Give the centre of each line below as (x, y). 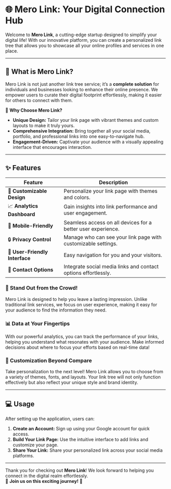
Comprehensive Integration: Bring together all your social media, (81, 131)
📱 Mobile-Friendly (31, 225)
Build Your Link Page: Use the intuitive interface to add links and (80, 440)
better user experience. (91, 229)
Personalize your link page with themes (110, 191)
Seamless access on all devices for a (108, 222)
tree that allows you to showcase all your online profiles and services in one (85, 45)
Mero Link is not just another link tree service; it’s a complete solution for (82, 84)
